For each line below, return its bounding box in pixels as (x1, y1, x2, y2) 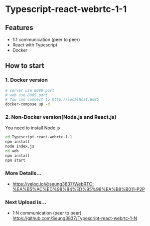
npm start (5, 158, 26, 163)
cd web (5, 149, 19, 154)
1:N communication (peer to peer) (12, 210, 82, 216)
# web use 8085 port (5, 92, 48, 98)
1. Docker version (5, 76, 48, 83)
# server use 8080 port (5, 88, 55, 93)
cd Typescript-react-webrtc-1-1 (5, 135, 72, 140)
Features (5, 23, 33, 32)
